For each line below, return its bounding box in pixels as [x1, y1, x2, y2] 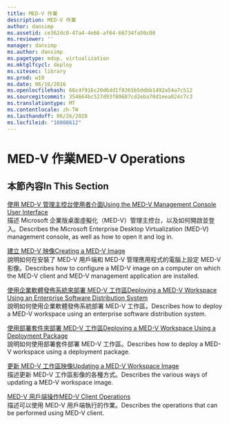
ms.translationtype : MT [7, 100, 76, 107]
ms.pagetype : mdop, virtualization [7, 55, 110, 62]
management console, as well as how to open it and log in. [7, 232, 174, 241]
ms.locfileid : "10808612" [7, 119, 81, 126]
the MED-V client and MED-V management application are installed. [7, 272, 199, 280]
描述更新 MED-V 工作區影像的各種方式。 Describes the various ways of [7, 370, 208, 378]
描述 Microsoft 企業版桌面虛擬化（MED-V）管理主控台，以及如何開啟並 [7, 216, 209, 224]
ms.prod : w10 [7, 74, 45, 81]
